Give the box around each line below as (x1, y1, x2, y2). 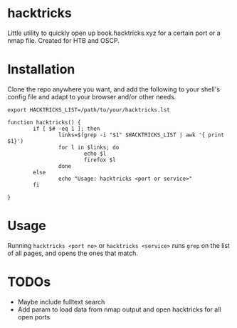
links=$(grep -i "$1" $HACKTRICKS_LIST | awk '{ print (58, 131, 224, 139)
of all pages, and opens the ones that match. (7, 249, 139, 257)
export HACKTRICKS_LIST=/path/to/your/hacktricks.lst (7, 106, 171, 114)
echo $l (83, 150, 107, 157)
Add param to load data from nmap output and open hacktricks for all (17, 305, 221, 314)
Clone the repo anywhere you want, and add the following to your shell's (7, 84, 221, 94)
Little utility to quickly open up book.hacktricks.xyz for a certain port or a (7, 29, 221, 37)
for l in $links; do (58, 144, 120, 151)
